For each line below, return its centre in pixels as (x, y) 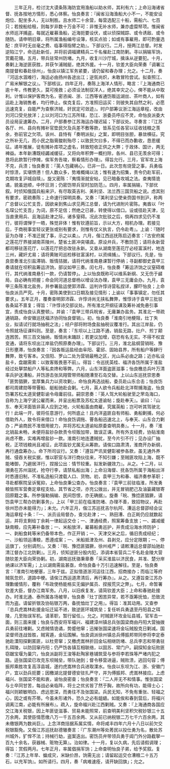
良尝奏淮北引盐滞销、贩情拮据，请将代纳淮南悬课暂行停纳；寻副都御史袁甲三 (85, 261)
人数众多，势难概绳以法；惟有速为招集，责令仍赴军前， (107, 172)
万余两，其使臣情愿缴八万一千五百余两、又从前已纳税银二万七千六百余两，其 (85, 717)
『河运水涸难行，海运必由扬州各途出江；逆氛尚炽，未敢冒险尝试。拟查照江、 (85, 77)
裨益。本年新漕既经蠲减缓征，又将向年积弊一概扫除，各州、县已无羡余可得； (85, 153)
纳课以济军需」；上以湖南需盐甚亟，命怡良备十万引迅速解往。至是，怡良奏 (82, 565)
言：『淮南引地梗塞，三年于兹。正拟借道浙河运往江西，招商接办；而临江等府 (84, 571)
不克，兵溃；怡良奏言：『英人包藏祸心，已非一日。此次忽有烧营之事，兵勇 (82, 166)
